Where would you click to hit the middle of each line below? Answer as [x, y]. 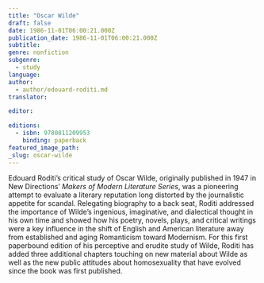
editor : [21, 111]
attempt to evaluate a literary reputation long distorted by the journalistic [126, 195]
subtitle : [25, 45]
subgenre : [25, 60]
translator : [28, 97]
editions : [25, 126]
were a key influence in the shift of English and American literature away [126, 228]
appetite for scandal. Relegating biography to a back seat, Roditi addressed [131, 203]
